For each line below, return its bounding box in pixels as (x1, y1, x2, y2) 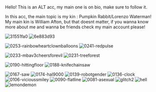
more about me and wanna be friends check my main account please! (5, 24, 145, 30)
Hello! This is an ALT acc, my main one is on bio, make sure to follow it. (5, 4, 148, 10)
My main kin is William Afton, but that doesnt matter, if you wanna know (5, 19, 149, 24)
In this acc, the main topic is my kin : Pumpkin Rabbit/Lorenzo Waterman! (5, 14, 152, 19)
